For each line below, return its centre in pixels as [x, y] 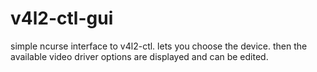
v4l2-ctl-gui [62, 18]
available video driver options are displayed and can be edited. [139, 56]
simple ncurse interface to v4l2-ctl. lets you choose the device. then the [159, 46]
